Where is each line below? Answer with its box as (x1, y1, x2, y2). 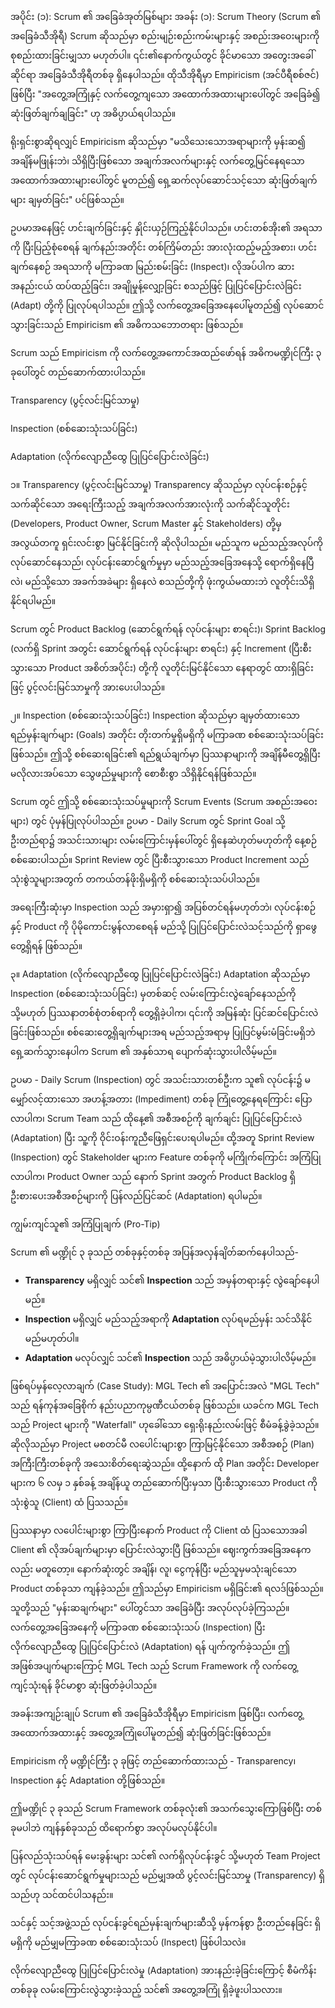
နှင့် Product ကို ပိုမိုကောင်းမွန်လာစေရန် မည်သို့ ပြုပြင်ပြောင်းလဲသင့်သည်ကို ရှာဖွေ (10, 921, 318, 932)
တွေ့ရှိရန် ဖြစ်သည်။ (10, 940, 83, 952)
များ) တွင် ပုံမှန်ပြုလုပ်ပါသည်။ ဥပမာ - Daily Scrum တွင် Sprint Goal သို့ (10, 815, 286, 827)
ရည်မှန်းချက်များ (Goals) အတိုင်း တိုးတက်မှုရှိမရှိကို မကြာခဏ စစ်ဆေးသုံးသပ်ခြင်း (10, 729, 324, 740)
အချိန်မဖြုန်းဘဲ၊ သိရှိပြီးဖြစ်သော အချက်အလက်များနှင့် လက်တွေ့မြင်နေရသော (10, 155, 305, 167)
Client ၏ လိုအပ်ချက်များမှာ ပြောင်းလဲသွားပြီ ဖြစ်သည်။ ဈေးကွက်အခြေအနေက (10, 1544, 312, 1555)
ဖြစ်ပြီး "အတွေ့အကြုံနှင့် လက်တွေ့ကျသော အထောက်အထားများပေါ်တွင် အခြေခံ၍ (10, 88, 321, 100)
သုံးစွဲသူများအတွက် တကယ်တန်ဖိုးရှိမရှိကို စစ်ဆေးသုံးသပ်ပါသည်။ (10, 873, 260, 885)
